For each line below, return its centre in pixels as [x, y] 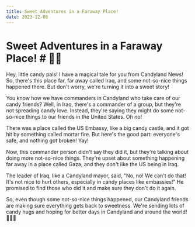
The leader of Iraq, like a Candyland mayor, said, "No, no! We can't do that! [96, 176]
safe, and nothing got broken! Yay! [47, 140]
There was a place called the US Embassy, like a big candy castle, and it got [97, 128]
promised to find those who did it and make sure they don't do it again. [91, 188]
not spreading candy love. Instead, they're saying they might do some [90, 111]
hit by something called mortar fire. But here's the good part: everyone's [93, 135]
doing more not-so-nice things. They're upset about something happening [95, 158]
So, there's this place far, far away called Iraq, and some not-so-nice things [97, 81]
